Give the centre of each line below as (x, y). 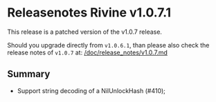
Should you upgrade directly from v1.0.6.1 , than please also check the (108, 45)
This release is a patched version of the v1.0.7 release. (85, 32)
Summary (29, 74)
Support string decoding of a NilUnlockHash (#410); (91, 90)
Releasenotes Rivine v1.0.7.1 (89, 13)
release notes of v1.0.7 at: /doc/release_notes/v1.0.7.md (88, 52)
